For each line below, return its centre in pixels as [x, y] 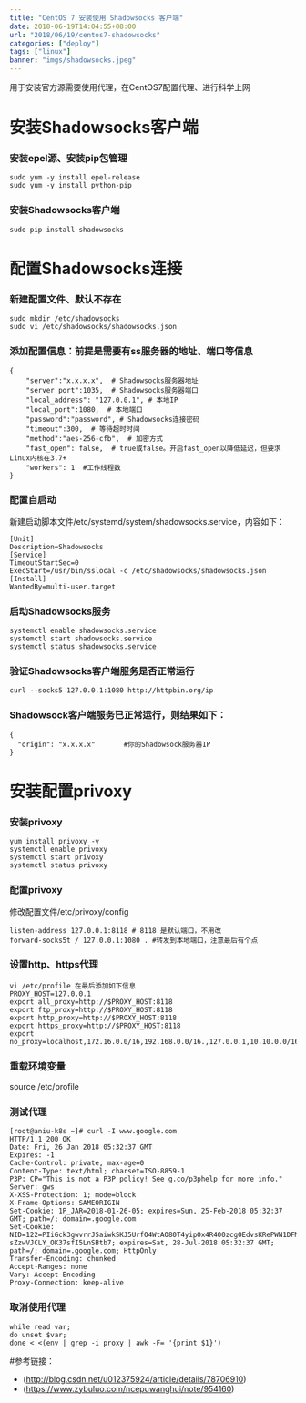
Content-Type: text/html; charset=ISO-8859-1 [97, 1172]
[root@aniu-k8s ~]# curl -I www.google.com [93, 1132]
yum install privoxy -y [55, 842]
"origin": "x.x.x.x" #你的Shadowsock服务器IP [114, 744]
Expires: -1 [32, 1155]
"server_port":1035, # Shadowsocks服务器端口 [112, 390]
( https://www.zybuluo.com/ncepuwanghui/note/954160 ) [128, 1388]
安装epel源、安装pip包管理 [68, 159]
